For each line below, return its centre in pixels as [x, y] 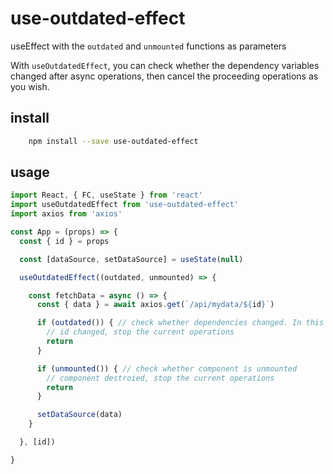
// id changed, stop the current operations [140, 332]
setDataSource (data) [79, 415]
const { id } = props [64, 241]
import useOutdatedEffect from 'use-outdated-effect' [125, 205]
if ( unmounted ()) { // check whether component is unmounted [167, 368]
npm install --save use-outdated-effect [113, 141]
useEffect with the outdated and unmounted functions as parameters [148, 46]
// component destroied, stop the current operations [160, 378]
